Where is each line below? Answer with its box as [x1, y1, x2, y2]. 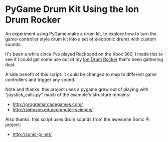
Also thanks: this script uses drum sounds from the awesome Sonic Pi [5, 116, 149, 122]
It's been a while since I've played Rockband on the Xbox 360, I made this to [5, 51, 163, 57]
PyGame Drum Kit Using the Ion [5, 3, 139, 15]
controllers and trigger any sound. [5, 76, 76, 82]
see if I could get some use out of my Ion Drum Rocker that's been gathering [5, 56, 163, 62]
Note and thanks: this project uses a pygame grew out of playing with [5, 86, 149, 92]
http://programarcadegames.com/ [12, 101, 83, 107]
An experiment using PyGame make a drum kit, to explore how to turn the [5, 30, 157, 36]
